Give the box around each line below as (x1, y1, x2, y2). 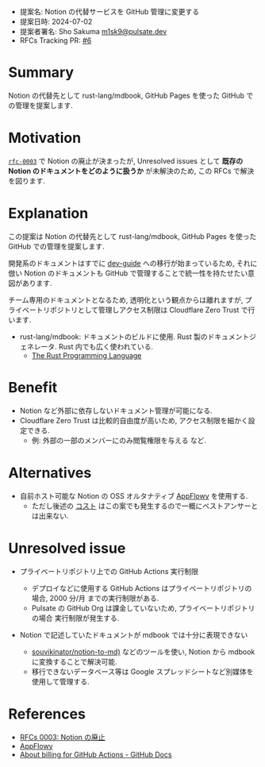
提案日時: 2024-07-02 (19, 17, 93, 26)
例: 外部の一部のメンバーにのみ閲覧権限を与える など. (31, 435, 207, 445)
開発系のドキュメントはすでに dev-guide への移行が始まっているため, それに (8, 258, 258, 268)
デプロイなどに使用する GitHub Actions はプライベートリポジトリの (31, 583, 252, 593)
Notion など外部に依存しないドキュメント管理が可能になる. (19, 406, 213, 415)
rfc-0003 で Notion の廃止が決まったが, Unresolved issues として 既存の (8, 156, 244, 165)
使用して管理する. (31, 676, 90, 686)
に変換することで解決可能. (31, 657, 117, 666)
